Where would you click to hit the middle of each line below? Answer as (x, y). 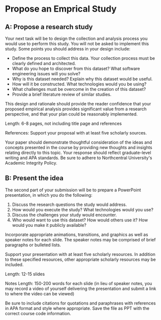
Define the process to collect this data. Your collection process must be (83, 58)
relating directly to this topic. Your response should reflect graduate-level (78, 152)
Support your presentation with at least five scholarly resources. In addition (80, 254)
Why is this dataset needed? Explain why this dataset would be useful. (82, 79)
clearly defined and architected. (44, 63)
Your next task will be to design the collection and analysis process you (76, 38)
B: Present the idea (34, 178)
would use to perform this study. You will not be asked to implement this (77, 44)
